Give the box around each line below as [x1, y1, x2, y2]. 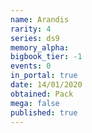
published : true [10, 107, 78, 118]
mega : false [10, 98, 60, 108]
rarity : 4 [10, 24, 52, 34]
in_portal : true [10, 71, 78, 81]
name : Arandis [10, 14, 70, 25]
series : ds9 [10, 33, 60, 43]
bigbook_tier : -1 [10, 52, 83, 62]
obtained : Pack [10, 89, 74, 99]
